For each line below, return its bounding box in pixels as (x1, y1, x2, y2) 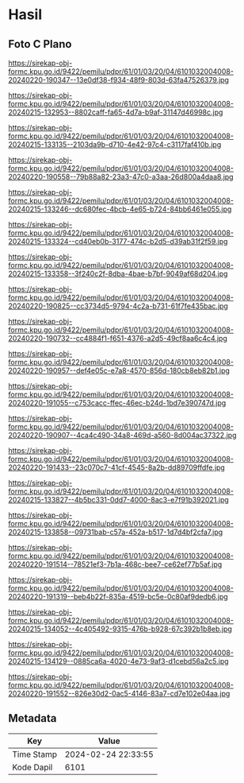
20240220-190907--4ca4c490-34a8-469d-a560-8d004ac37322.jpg (8, 431, 237, 440)
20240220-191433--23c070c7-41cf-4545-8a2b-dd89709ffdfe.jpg (8, 463, 226, 472)
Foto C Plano (8, 37, 72, 51)
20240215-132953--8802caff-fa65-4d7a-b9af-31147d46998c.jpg (8, 107, 223, 117)
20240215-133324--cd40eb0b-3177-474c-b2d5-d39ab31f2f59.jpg (8, 237, 228, 246)
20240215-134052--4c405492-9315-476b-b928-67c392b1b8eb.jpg (8, 624, 232, 634)
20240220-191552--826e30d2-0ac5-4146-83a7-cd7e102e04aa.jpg (8, 689, 231, 698)
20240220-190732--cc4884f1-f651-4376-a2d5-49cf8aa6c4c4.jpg (8, 334, 228, 343)
